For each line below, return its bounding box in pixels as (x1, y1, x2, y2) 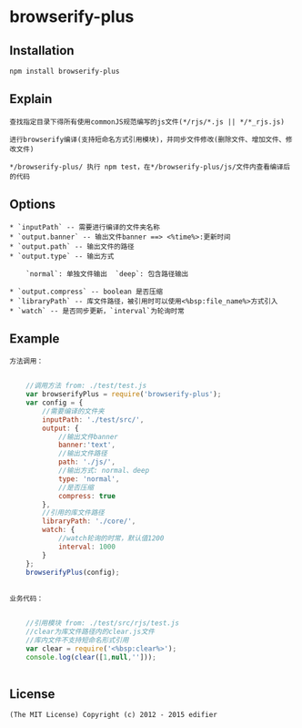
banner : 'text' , (57, 440, 116, 450)
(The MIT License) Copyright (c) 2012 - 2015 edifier (9, 711, 218, 720)
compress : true (57, 491, 116, 500)
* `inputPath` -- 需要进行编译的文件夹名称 (9, 222, 161, 231)
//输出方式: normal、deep (57, 467, 150, 476)
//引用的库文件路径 (42, 508, 105, 518)
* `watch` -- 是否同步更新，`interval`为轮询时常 (9, 306, 185, 315)
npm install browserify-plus (9, 67, 120, 76)
